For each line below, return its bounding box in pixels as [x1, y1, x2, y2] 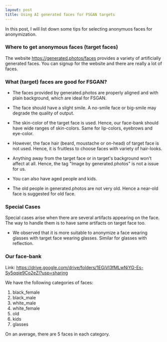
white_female [12, 305, 40, 311]
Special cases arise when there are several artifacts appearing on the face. [5, 214, 160, 221]
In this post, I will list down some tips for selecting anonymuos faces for [5, 26, 152, 32]
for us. [12, 166, 26, 172]
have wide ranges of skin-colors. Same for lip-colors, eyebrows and [12, 125, 152, 131]
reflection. [12, 241, 34, 247]
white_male [12, 300, 36, 306]
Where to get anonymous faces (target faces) [5, 44, 118, 51]
